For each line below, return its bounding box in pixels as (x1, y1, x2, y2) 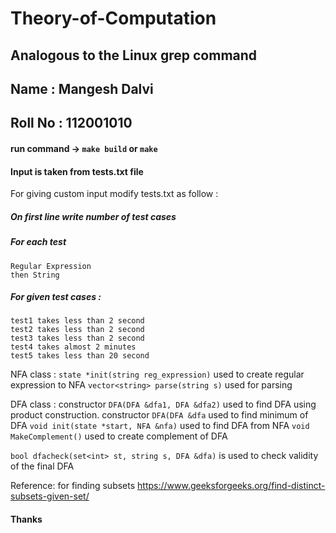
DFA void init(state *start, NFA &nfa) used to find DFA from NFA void (10, 420, 310, 432)
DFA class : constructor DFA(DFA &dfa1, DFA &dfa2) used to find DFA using (10, 398, 317, 411)
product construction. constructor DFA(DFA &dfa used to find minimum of (10, 409, 309, 421)
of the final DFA (10, 460, 75, 472)
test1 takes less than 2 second (10, 316, 145, 326)
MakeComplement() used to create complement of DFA (10, 430, 228, 442)
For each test (10, 236, 67, 248)
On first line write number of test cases (10, 210, 177, 222)
